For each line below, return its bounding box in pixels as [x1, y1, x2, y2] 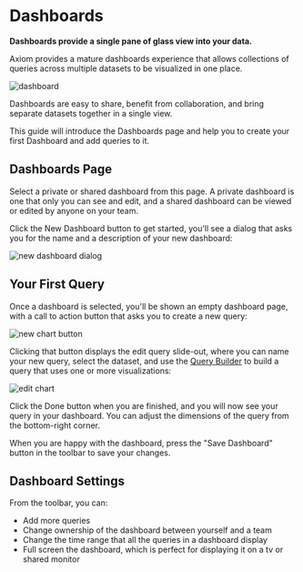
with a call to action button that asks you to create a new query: [9, 311, 247, 322]
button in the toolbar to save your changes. [9, 447, 171, 458]
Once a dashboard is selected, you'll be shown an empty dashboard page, [9, 301, 288, 312]
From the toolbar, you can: [9, 497, 108, 508]
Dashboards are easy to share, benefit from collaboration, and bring [9, 97, 265, 109]
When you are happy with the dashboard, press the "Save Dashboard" [9, 437, 273, 448]
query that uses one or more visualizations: [9, 365, 172, 376]
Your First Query [9, 277, 105, 292]
